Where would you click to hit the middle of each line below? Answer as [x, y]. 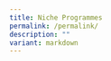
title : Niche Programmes [56, 17]
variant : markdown [44, 43]
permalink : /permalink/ [54, 26]
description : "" [40, 34]
